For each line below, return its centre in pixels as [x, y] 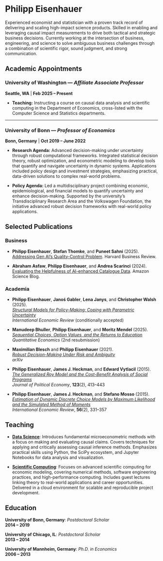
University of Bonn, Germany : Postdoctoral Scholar [57, 520]
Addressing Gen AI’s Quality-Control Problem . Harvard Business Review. [84, 256]
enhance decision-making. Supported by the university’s [68, 196]
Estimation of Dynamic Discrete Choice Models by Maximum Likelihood [83, 399]
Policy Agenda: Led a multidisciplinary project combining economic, [81, 186]
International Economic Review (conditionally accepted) [68, 320]
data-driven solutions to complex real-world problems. [66, 176]
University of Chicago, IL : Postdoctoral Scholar [53, 534]
